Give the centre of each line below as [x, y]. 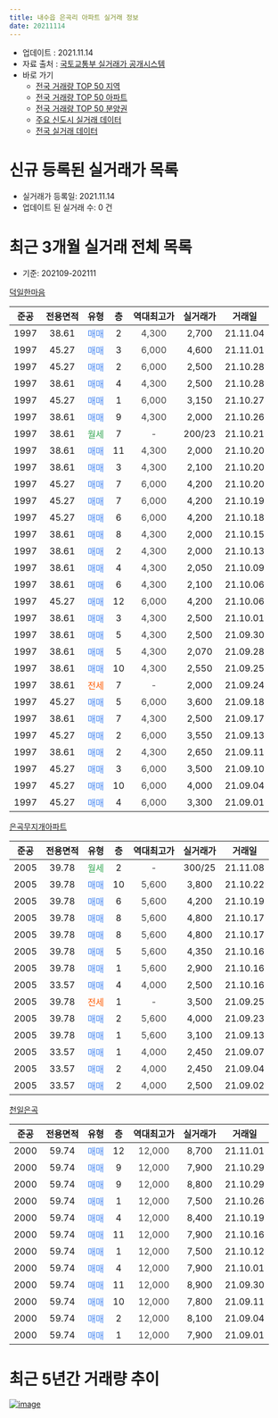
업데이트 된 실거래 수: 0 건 [67, 207]
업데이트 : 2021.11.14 [57, 52]
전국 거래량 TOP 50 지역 [78, 86]
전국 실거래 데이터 [66, 130]
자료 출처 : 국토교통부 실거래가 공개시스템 [94, 63]
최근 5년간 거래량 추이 [85, 1379]
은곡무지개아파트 [38, 826]
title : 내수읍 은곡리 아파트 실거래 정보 [74, 17]
